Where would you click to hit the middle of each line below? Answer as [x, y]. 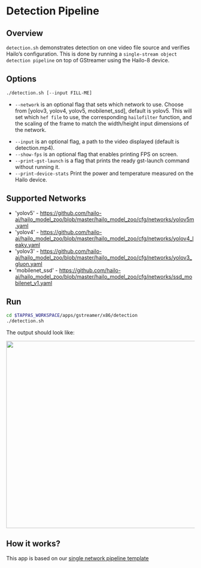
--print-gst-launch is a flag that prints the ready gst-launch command [102, 161]
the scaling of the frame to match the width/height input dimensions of [102, 123]
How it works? [33, 544]
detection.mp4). [35, 147]
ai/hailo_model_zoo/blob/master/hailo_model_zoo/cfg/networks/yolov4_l [104, 238]
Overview [25, 33]
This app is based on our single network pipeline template [78, 558]
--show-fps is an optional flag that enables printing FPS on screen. [96, 154]
